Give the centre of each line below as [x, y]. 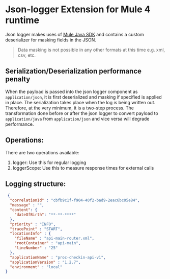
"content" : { [24, 210]
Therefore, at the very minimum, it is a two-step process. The [69, 108]
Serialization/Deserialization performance [73, 71]
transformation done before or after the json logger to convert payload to [82, 113]
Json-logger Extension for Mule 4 [78, 9]
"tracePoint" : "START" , [36, 229]
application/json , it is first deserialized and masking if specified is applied [83, 97]
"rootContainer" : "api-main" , [48, 243]
